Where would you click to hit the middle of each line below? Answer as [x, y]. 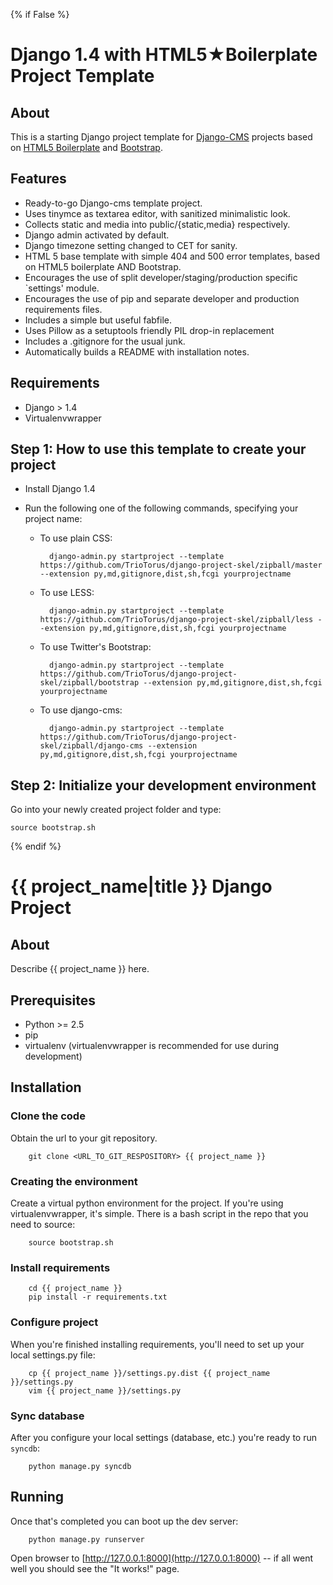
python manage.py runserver [86, 1539]
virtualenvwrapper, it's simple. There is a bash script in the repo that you [159, 1214]
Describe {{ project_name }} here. [80, 969]
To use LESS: [67, 593]
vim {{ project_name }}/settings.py [105, 1390]
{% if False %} [40, 14]
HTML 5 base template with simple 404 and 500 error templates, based [172, 256]
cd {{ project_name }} [75, 1289]
